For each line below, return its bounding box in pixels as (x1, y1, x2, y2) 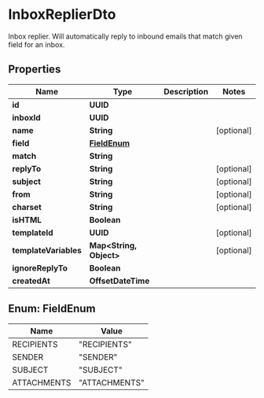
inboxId (12, 112, 41, 123)
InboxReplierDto (8, 6, 116, 24)
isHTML (12, 214, 42, 225)
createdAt (12, 275, 51, 286)
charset (12, 201, 42, 212)
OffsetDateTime (89, 275, 150, 286)
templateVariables (12, 245, 82, 256)
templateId (12, 227, 53, 238)
